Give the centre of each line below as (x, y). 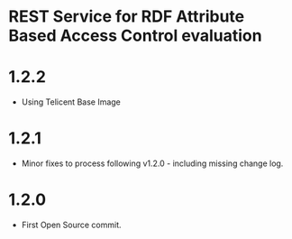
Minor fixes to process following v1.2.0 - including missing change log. (152, 163)
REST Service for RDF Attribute (127, 17)
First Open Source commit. (71, 225)
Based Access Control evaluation (135, 36)
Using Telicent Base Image (71, 102)
